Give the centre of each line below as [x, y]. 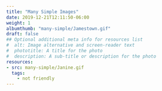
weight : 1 [19, 23]
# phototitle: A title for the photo [54, 51]
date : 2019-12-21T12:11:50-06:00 [48, 17]
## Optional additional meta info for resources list [75, 40]
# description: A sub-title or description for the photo [81, 56]
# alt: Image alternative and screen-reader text [71, 45]
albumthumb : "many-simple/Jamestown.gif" [59, 28]
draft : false [22, 34]
